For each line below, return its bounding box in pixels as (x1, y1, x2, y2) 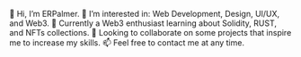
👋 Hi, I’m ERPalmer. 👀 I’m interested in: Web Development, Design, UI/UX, (9, 9, 280, 19)
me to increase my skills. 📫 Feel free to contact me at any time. (9, 37, 245, 48)
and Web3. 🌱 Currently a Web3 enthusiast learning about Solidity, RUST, (9, 18, 277, 28)
